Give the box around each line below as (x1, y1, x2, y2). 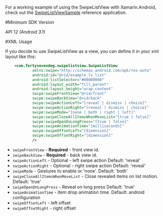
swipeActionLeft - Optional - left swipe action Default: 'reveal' (12, 157, 141, 163)
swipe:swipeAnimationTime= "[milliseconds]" (32, 123, 124, 129)
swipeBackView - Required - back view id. (12, 152, 98, 158)
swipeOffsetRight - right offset (12, 205, 76, 211)
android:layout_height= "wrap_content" (32, 86, 113, 91)
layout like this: (5, 53, 36, 59)
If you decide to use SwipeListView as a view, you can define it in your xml (5, 48, 159, 54)
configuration (12, 194, 41, 200)
